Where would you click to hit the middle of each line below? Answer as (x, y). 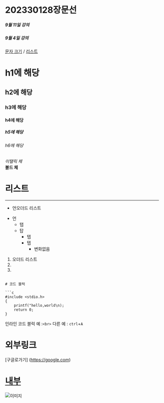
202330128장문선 (41, 10)
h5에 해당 (14, 132)
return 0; (24, 310)
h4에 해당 (14, 120)
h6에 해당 (14, 145)
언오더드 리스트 (27, 208)
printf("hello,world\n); (39, 306)
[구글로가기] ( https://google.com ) (38, 360)
